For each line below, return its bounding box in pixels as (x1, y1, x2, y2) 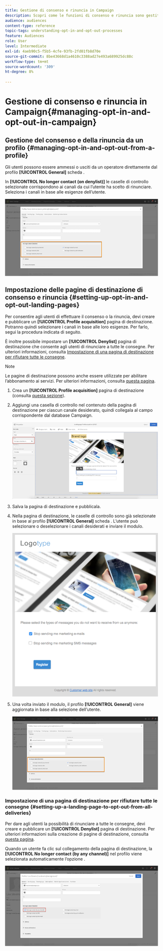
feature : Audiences (5, 34, 45, 38)
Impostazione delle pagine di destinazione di (5, 285, 143, 294)
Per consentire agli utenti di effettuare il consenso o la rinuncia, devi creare (5, 314, 155, 319)
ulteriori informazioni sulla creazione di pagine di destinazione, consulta (5, 831, 149, 837)
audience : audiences (5, 18, 47, 23)
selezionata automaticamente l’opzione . (5, 856, 86, 862)
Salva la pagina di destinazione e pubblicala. (12, 503, 101, 509)
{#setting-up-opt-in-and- (69, 293, 149, 301)
